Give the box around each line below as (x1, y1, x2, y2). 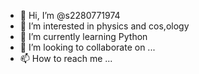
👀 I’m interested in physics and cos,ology (19, 20, 190, 32)
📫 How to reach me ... (19, 53, 113, 64)
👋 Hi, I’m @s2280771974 (19, 10, 121, 21)
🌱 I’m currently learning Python (19, 31, 148, 42)
